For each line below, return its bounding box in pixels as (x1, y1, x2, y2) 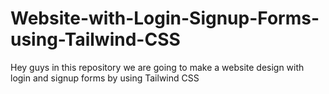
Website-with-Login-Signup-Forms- (10, 7, 320, 30)
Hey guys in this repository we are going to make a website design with (10, 61, 305, 73)
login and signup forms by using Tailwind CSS (10, 72, 200, 84)
